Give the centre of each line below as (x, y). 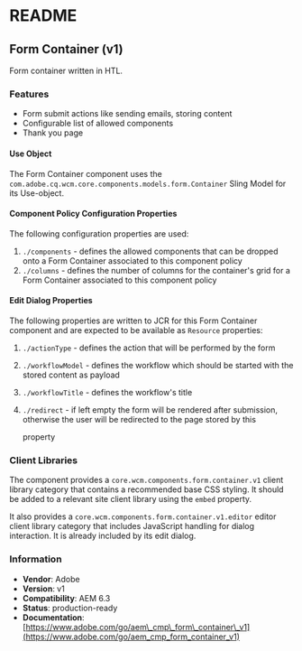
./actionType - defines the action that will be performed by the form (149, 348)
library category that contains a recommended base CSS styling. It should (146, 489)
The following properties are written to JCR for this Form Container (133, 321)
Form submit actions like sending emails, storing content (127, 114)
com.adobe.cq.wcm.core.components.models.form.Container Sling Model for (148, 183)
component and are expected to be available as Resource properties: (136, 330)
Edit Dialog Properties (51, 301)
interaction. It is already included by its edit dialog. (103, 536)
